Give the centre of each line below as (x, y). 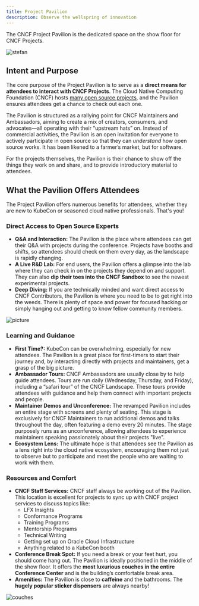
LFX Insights (39, 510)
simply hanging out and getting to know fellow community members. (99, 309)
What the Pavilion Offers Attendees (73, 190)
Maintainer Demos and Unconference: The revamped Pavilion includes (103, 405)
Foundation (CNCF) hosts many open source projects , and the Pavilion (92, 98)
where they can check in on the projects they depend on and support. (100, 271)
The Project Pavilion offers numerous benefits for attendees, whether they (97, 204)
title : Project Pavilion (37, 12)
